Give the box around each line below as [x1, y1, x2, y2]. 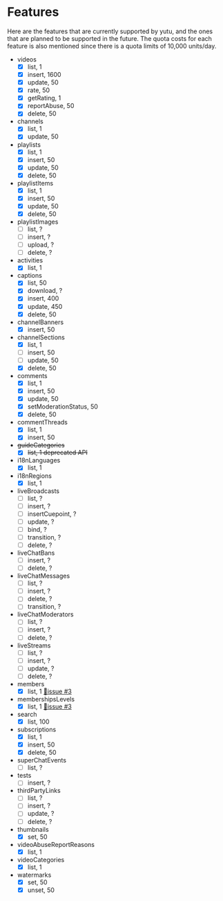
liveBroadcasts [17, 486, 60, 495]
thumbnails [17, 825, 50, 833]
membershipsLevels [17, 695, 75, 703]
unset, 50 [27, 886, 55, 894]
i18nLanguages [17, 456, 61, 465]
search [17, 710, 37, 718]
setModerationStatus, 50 [27, 402, 99, 411]
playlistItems [17, 179, 54, 187]
